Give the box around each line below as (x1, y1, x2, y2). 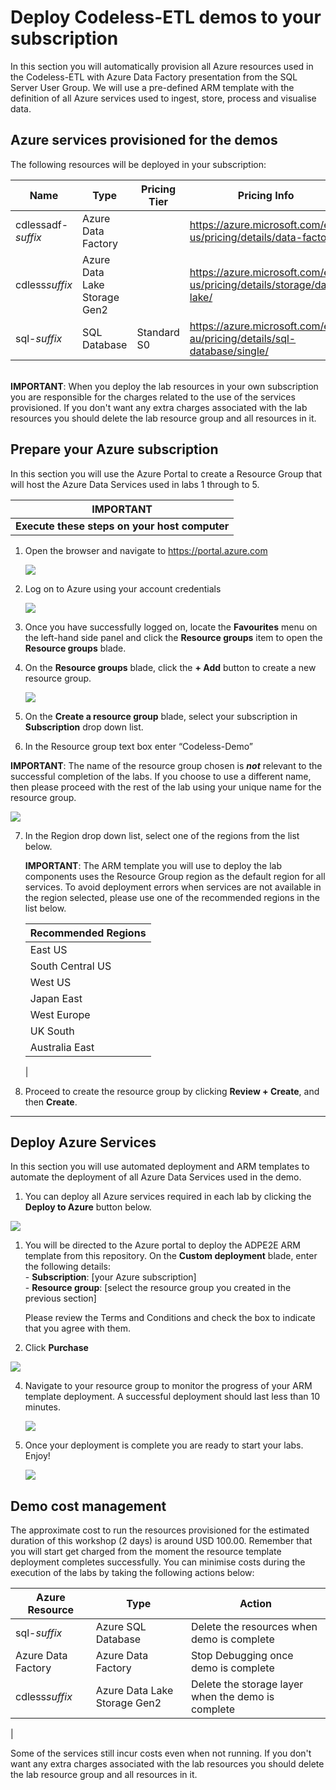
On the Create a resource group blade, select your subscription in (24, 710, 298, 722)
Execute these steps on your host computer (15, 519, 230, 533)
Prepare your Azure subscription (10, 441, 219, 458)
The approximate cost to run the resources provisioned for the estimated (10, 1524, 310, 1536)
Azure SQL (95, 1620, 147, 1634)
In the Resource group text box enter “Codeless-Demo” (24, 740, 253, 752)
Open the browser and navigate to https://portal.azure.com (24, 544, 268, 556)
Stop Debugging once (190, 1649, 294, 1663)
